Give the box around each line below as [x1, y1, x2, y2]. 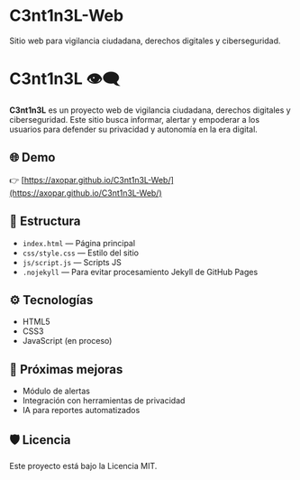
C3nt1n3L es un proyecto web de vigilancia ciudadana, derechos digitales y [9, 105, 291, 115]
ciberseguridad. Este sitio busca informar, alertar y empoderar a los [9, 114, 259, 125]
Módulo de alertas [22, 385, 90, 397]
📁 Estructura [9, 214, 81, 229]
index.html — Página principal [22, 237, 136, 248]
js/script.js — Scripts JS [22, 256, 122, 267]
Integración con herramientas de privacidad [22, 395, 186, 406]
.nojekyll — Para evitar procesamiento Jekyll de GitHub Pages [22, 266, 259, 277]
